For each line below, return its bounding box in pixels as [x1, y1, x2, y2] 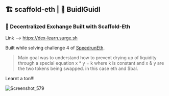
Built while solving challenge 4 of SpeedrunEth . [5, 44, 105, 51]
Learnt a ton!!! [5, 75, 35, 81]
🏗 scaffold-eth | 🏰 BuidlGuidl [5, 5, 101, 14]
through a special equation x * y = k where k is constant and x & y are [17, 60, 164, 66]
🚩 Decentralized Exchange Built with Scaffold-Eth [5, 23, 131, 30]
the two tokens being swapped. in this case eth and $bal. [17, 65, 138, 71]
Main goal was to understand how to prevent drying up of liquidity [17, 54, 157, 61]
